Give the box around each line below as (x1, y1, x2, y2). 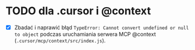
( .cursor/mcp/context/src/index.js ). (14, 37, 106, 44)
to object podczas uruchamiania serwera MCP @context (14, 31, 156, 37)
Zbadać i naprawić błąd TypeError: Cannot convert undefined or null (14, 24, 189, 31)
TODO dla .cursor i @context (5, 4, 151, 18)
